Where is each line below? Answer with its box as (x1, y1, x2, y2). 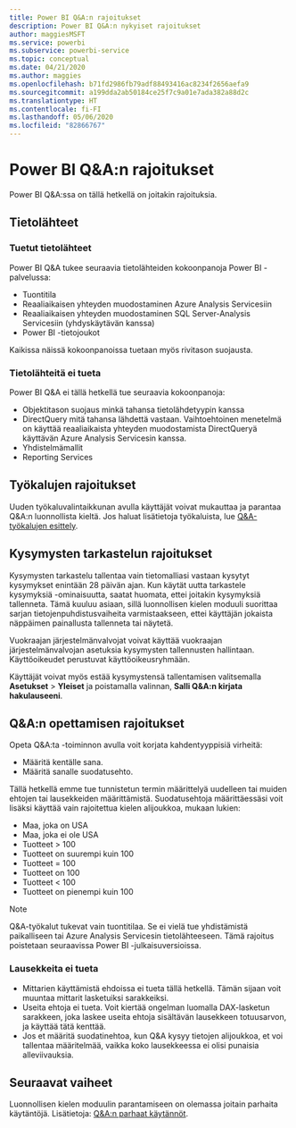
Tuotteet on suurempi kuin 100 (21, 848, 135, 859)
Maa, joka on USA (21, 820, 89, 831)
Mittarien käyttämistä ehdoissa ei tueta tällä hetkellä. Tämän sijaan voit (21, 982, 282, 993)
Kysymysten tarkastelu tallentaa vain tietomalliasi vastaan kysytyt (9, 569, 250, 581)
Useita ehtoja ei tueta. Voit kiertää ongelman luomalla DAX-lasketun (21, 1002, 270, 1013)
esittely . (48, 520, 78, 531)
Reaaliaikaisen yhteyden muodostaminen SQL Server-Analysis (21, 307, 251, 318)
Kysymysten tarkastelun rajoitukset (9, 546, 213, 561)
